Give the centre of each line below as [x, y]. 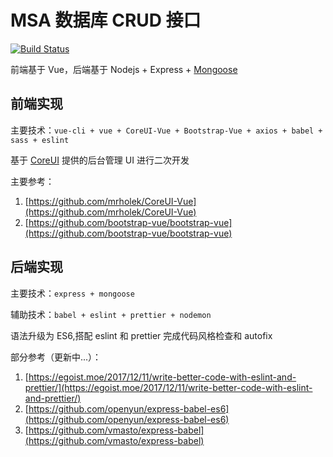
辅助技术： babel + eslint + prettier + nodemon [111, 314]
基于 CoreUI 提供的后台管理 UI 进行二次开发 [100, 160]
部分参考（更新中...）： [56, 357]
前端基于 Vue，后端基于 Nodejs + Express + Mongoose [124, 69]
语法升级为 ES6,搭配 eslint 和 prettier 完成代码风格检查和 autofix [141, 335]
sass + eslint [40, 140]
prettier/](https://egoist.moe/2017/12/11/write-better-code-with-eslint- [168, 387]
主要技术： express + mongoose [72, 293]
